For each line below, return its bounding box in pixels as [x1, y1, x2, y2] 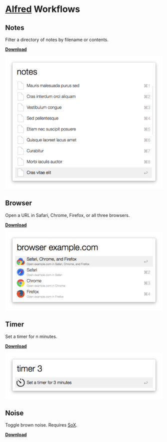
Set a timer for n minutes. [5, 333, 57, 339]
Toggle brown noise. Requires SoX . [5, 422, 77, 428]
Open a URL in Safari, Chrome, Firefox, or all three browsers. [5, 212, 130, 218]
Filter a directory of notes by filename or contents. [5, 36, 109, 42]
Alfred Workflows [5, 3, 80, 15]
